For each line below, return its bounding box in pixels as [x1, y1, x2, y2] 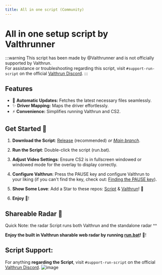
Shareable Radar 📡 [5, 209, 63, 218]
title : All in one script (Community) [5, 7, 84, 12]
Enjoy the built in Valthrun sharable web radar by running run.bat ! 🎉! [5, 232, 147, 238]
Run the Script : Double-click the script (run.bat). [12, 147, 111, 153]
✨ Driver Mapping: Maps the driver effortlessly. [12, 103, 109, 109]
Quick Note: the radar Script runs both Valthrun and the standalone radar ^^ [5, 223, 158, 228]
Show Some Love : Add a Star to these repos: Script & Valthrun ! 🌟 [12, 186, 144, 192]
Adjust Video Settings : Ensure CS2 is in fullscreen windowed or [12, 157, 142, 162]
